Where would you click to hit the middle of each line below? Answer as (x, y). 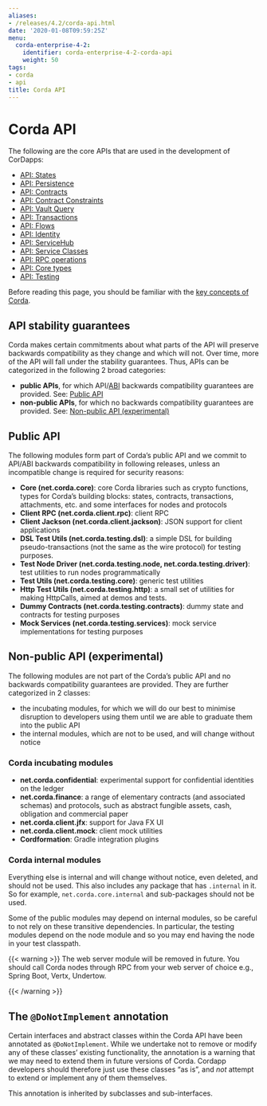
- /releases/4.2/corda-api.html (62, 23)
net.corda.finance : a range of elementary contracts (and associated (132, 797)
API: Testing (39, 276)
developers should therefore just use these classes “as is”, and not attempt (131, 1069)
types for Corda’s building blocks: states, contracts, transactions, (126, 496)
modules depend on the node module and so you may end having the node (132, 935)
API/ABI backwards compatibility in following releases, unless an (114, 464)
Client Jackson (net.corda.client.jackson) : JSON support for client (131, 521)
